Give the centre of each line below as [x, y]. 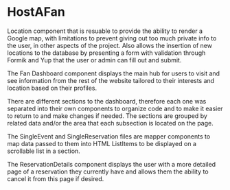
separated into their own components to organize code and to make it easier [115, 108]
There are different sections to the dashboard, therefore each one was [107, 101]
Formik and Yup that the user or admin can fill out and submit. [94, 60]
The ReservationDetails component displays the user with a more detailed [112, 164]
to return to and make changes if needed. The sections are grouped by [107, 116]
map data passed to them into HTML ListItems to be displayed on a [102, 143]
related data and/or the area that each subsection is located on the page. [111, 123]
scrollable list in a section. [44, 151]
